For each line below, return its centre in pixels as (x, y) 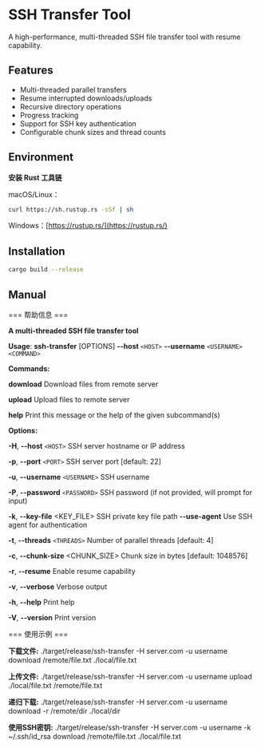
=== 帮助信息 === (38, 315)
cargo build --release (46, 270)
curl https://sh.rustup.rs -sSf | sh (71, 209)
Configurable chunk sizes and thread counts (93, 132)
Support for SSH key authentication (78, 123)
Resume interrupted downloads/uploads (86, 98)
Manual (27, 294)
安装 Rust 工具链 (35, 177)
